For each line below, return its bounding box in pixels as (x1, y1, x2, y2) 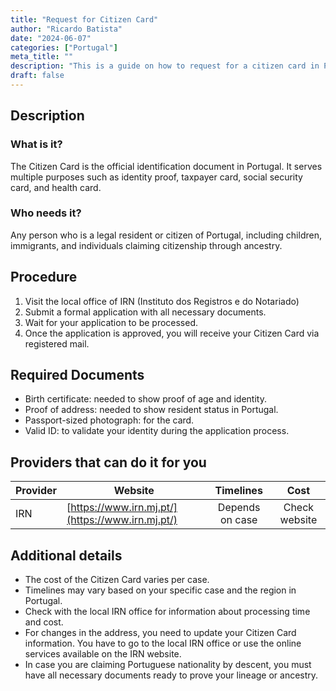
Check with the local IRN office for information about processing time (24, 606, 311, 618)
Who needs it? (10, 206, 82, 220)
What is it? (10, 137, 63, 151)
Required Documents (10, 367, 145, 384)
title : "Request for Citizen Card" (10, 14, 159, 25)
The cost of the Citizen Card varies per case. (24, 574, 210, 586)
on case (220, 513, 258, 527)
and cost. (24, 616, 64, 628)
